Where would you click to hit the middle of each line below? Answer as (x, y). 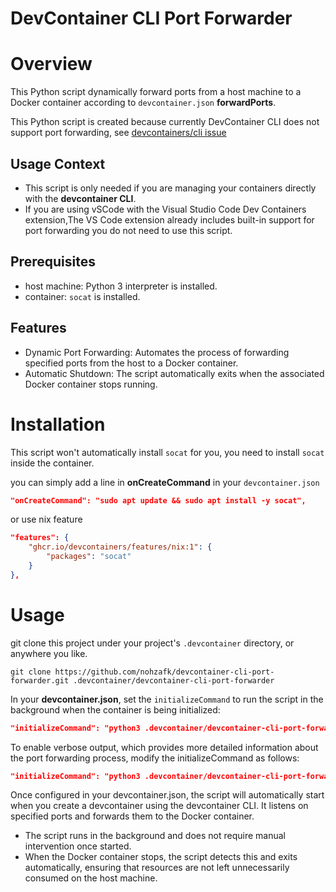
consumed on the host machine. (91, 878)
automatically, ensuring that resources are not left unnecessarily (157, 868)
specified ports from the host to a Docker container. (131, 363)
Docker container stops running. (91, 384)
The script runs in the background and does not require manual (155, 836)
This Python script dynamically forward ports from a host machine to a (156, 92)
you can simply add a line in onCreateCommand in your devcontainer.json (165, 482)
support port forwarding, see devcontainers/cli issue (118, 133)
